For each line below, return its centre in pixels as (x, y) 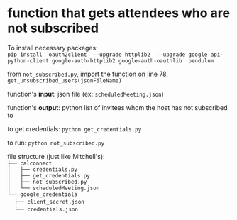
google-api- (206, 55)
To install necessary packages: (53, 48)
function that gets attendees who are (119, 13)
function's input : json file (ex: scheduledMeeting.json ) (86, 94)
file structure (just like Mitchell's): (56, 156)
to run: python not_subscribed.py (56, 143)
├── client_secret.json (49, 202)
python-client (28, 61)
